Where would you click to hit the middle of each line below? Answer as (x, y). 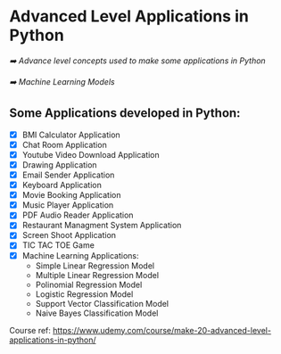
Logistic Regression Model (84, 294)
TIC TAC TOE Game (58, 245)
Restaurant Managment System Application (102, 226)
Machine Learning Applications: (80, 255)
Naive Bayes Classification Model (97, 313)
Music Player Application (68, 205)
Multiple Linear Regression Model (97, 275)
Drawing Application (59, 165)
